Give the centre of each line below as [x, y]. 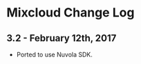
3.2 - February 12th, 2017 [62, 38]
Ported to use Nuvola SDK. [54, 54]
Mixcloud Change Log [70, 13]
